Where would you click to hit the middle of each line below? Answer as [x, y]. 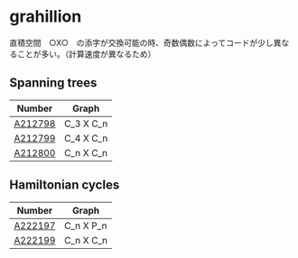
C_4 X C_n [86, 138]
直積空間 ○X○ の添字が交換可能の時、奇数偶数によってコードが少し [141, 42]
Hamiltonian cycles [65, 185]
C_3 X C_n [86, 124]
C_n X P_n [86, 226]
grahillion [46, 17]
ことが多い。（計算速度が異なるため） [86, 54]
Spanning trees [53, 83]
